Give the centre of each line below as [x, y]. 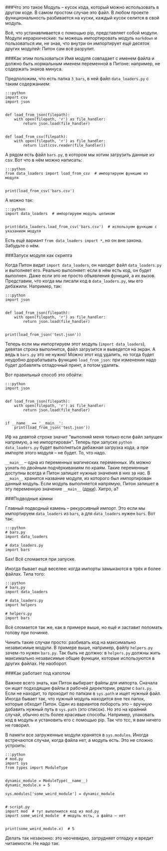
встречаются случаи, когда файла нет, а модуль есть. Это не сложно [79, 740]
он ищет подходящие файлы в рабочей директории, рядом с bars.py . [79, 688]
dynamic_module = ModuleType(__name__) [47, 781]
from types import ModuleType [37, 768]
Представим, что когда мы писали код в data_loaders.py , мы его [74, 281]
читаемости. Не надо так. [32, 843]
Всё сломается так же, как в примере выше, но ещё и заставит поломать [84, 627]
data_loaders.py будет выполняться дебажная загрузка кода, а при [77, 447]
